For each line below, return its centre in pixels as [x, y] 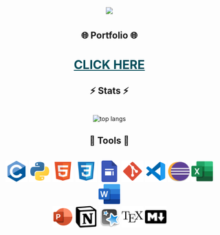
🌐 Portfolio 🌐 [109, 35]
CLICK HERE [109, 65]
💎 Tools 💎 [109, 141]
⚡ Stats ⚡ [109, 91]
